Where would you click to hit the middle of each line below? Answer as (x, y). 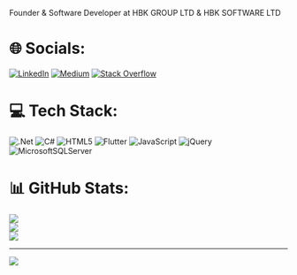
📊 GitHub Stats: (69, 188)
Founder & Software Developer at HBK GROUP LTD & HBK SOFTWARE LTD (145, 13)
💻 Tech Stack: (64, 111)
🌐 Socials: (47, 49)
